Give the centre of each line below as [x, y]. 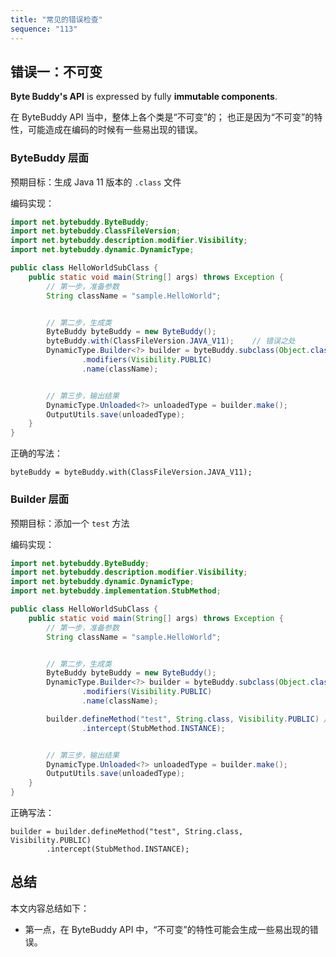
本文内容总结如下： [50, 908]
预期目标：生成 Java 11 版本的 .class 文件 [96, 182]
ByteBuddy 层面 [49, 158]
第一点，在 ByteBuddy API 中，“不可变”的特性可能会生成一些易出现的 [167, 929]
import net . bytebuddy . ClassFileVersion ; [96, 231]
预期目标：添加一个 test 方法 [70, 523]
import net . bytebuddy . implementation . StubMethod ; [116, 591]
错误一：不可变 [56, 71]
